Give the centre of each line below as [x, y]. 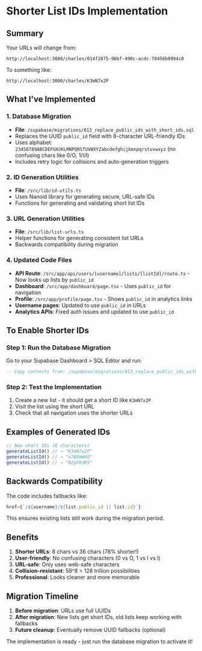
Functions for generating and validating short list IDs [80, 203]
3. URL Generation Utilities [45, 218]
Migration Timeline [42, 596]
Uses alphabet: [34, 142]
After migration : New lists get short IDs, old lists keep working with [98, 617]
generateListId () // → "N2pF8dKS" [50, 462]
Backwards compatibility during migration [66, 244]
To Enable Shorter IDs [47, 330]
